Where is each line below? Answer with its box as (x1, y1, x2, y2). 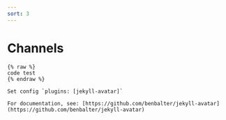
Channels (7, 40, 64, 56)
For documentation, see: (7, 100, 80, 107)
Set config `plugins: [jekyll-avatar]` (7, 88, 123, 95)
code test (7, 69, 36, 77)
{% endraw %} (7, 75, 45, 82)
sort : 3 (7, 10, 30, 17)
